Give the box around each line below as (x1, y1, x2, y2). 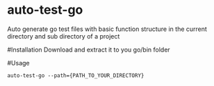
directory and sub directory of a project (7, 32, 120, 40)
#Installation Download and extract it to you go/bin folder (7, 45, 170, 54)
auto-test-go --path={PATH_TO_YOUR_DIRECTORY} (7, 72, 145, 79)
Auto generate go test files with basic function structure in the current (7, 25, 207, 33)
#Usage (7, 58, 30, 67)
